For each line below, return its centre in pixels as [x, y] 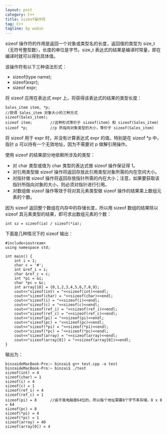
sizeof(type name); [32, 77]
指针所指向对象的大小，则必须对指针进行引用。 [61, 185]
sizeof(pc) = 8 [21, 409]
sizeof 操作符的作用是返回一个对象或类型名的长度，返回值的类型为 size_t [80, 44]
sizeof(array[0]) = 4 [28, 427]
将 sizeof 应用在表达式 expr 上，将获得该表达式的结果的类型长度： [73, 98]
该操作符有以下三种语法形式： [36, 67]
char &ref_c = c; [32, 274]
